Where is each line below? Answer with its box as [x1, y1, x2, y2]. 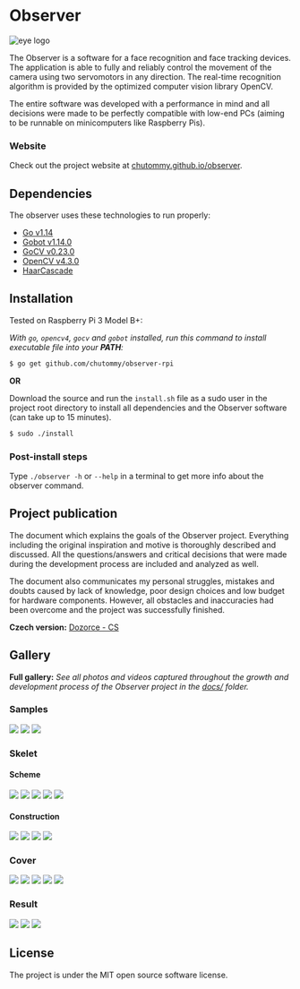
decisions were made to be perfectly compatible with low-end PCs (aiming [9, 107, 285, 118]
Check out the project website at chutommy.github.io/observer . [9, 160, 243, 171]
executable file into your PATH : [9, 341, 124, 352]
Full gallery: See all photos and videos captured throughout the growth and [9, 671, 289, 682]
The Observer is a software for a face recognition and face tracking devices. [9, 52, 291, 63]
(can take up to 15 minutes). [9, 411, 112, 422]
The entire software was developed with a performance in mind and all [9, 98, 270, 108]
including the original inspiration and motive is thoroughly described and [9, 539, 277, 550]
